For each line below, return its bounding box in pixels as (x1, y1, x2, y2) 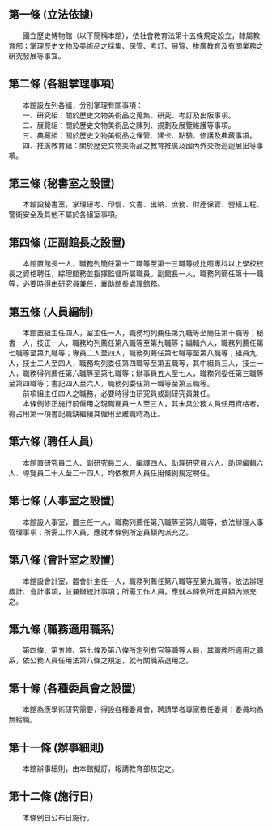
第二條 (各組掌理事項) (8, 77, 115, 91)
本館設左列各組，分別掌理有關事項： (22, 100, 143, 109)
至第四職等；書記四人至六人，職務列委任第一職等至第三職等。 (8, 379, 215, 389)
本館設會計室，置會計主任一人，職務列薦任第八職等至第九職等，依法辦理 (22, 576, 264, 585)
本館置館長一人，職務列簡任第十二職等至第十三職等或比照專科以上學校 (22, 258, 257, 269)
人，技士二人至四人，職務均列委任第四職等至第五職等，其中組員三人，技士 (8, 359, 257, 368)
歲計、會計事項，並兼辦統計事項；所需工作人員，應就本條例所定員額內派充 (8, 586, 257, 596)
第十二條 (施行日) (8, 790, 94, 803)
